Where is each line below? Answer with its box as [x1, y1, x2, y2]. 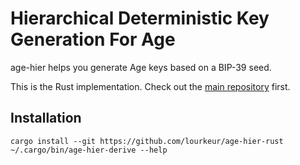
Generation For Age [10, 28, 176, 51]
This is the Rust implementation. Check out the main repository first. [10, 80, 291, 92]
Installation [10, 110, 82, 127]
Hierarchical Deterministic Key [10, 7, 270, 30]
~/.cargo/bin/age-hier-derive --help [10, 145, 168, 155]
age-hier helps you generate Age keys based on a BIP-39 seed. [10, 61, 272, 73]
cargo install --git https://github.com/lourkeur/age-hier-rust [10, 136, 284, 146]
